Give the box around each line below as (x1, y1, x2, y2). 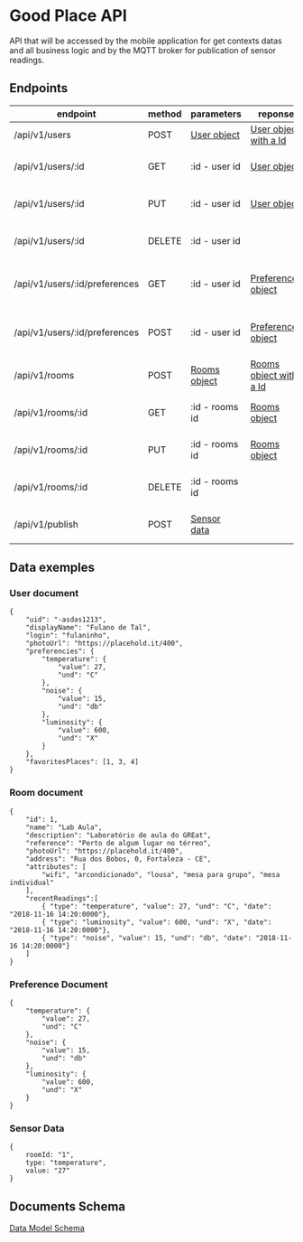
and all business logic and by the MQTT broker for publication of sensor (9, 44, 277, 55)
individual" (9, 878, 54, 887)
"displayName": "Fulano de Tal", (25, 623, 151, 632)
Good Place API (9, 5, 128, 26)
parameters (190, 107, 242, 120)
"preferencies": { (25, 647, 95, 656)
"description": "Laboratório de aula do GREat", (25, 830, 212, 840)
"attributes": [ (25, 862, 87, 872)
